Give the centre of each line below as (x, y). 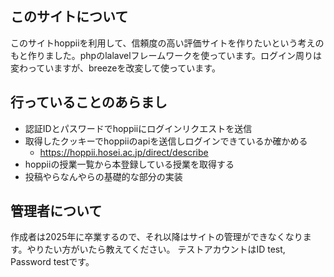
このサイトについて (69, 17)
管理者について (56, 211)
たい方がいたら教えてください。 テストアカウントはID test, (165, 249)
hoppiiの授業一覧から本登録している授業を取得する (129, 164)
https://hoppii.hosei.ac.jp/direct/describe (124, 152)
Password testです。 (52, 262)
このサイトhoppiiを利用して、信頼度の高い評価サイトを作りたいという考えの (167, 43)
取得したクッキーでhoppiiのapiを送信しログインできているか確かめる (166, 141)
